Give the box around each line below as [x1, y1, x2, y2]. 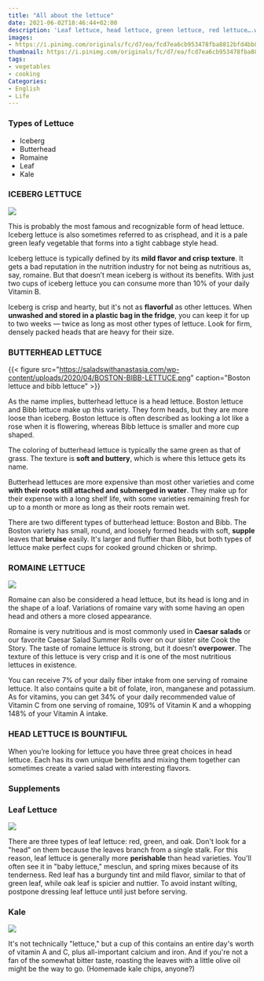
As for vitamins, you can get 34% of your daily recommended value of [8, 692, 236, 702]
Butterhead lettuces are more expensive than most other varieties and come [8, 478, 255, 487]
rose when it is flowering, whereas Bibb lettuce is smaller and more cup [8, 422, 240, 431]
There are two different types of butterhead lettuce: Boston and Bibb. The [8, 518, 247, 527]
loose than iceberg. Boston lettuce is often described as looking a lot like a [8, 414, 249, 423]
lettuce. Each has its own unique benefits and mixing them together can [8, 754, 240, 764]
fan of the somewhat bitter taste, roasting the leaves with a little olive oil [8, 956, 241, 965]
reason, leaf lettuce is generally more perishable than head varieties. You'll [8, 853, 251, 862]
